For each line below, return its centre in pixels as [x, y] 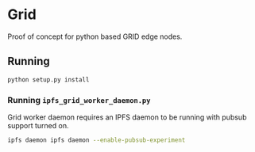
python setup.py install [48, 80]
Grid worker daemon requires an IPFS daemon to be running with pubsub [127, 117]
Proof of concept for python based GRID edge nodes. [95, 36]
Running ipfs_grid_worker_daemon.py [79, 100]
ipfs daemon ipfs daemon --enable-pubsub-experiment [97, 140]
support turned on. [38, 125]
